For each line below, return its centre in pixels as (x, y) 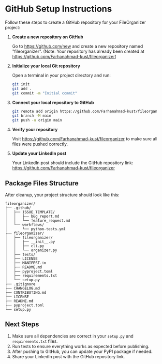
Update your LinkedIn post (39, 153)
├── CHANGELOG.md (22, 288)
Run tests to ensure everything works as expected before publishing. (81, 346)
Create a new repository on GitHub (48, 37)
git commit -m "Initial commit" (44, 93)
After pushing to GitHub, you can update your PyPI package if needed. (82, 351)
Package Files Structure (42, 183)
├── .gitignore (20, 284)
